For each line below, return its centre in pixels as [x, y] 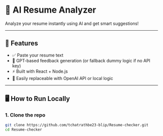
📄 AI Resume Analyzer [50, 10]
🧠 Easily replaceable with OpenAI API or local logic [62, 78]
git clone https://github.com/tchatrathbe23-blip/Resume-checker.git [77, 125]
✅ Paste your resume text [38, 55]
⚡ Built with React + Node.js [40, 71]
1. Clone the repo [25, 115]
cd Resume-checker [24, 130]
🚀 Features [22, 43]
